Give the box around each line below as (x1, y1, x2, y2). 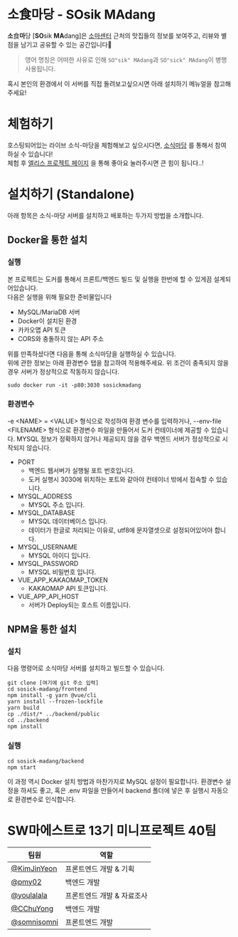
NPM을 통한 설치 (7, 624, 77, 636)
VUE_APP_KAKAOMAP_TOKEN (17, 575, 108, 584)
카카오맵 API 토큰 (17, 325, 66, 334)
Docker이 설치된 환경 (17, 316, 77, 325)
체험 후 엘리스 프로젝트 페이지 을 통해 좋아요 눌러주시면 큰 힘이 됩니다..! (7, 158, 204, 167)
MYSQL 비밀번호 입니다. (28, 567, 97, 576)
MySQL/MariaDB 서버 (17, 308, 80, 316)
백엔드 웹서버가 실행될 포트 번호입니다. (28, 466, 135, 474)
